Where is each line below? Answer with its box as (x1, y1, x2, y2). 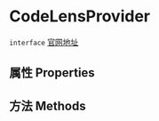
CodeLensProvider (9, 6, 151, 27)
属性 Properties (9, 65, 95, 81)
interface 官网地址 (9, 36, 79, 47)
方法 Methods (9, 98, 86, 113)
